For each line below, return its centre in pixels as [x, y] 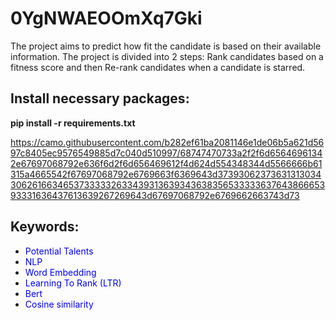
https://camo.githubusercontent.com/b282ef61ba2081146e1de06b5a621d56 [167, 142]
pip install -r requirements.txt [73, 123]
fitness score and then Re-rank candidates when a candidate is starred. [158, 67]
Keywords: [45, 227]
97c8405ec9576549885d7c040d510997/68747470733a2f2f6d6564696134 [166, 153]
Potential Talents [59, 251]
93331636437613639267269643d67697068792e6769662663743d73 [155, 195]
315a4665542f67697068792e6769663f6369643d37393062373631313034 [166, 174]
